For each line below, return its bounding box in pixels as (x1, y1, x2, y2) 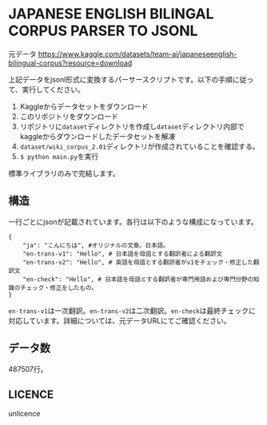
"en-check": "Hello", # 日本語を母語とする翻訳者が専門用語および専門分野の (22, 275, 254, 284)
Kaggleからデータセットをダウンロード (19, 101, 149, 111)
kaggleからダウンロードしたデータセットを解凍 (19, 131, 176, 141)
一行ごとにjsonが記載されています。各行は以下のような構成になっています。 (8, 216, 258, 226)
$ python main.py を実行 (19, 151, 99, 161)
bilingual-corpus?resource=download (8, 58, 133, 68)
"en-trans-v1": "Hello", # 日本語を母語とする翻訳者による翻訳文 (22, 249, 223, 258)
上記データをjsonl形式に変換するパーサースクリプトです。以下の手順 (8, 74, 233, 84)
